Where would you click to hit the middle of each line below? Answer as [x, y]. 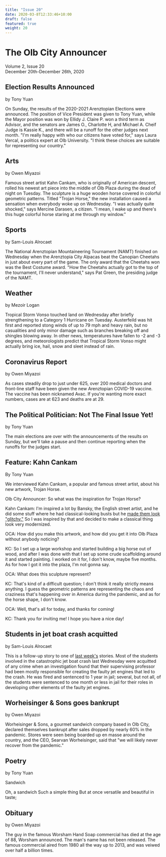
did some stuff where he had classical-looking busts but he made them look [83, 514]
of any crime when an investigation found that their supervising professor [80, 666]
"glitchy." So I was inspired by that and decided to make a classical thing [79, 519]
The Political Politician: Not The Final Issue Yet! [79, 415]
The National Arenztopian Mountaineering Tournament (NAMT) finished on [81, 251]
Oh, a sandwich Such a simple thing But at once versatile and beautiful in [80, 792]
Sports [16, 230]
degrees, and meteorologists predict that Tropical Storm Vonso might [76, 341]
